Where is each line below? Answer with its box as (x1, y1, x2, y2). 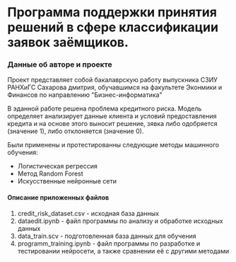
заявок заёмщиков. (7, 35, 129, 50)
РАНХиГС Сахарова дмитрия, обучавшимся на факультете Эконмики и (7, 83, 223, 92)
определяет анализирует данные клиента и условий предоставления (7, 112, 217, 120)
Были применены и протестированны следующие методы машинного (7, 141, 220, 149)
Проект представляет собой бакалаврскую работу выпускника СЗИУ (7, 76, 218, 84)
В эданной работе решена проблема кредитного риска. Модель (7, 104, 202, 113)
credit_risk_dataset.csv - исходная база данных (17, 209, 160, 217)
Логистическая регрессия (17, 162, 98, 171)
